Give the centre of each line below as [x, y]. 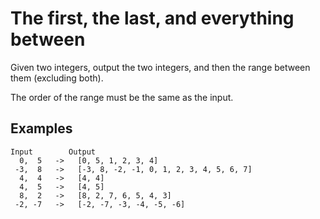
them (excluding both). [57, 78]
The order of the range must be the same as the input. [122, 97]
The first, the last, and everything [152, 18]
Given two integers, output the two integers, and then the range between [160, 67]
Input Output [53, 152]
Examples [41, 128]
